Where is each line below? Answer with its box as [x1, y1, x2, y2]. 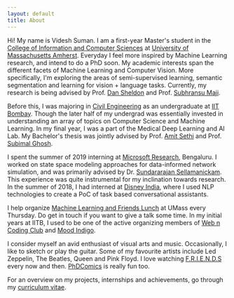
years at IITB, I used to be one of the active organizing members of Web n [7, 218, 221, 226]
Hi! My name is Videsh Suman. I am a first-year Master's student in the [7, 36, 212, 44]
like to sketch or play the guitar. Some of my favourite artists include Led [7, 247, 216, 255]
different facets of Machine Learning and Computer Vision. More [7, 66, 194, 74]
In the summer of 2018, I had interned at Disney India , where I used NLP [7, 182, 214, 191]
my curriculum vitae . [7, 283, 67, 291]
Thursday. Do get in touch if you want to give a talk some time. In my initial [7, 211, 222, 219]
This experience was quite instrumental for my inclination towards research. [7, 175, 226, 183]
